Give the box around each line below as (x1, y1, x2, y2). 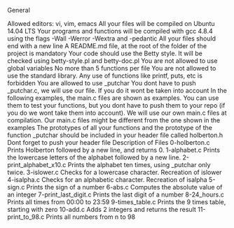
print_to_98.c (7, 213, 45, 221)
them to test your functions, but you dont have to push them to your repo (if (7, 101, 226, 109)
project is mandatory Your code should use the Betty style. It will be (7, 49, 203, 57)
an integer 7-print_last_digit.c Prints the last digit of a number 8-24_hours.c (7, 190, 224, 199)
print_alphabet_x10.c (7, 161, 67, 169)
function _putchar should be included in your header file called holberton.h (7, 131, 223, 139)
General (7, 6, 30, 14)
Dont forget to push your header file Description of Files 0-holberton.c (7, 138, 210, 146)
